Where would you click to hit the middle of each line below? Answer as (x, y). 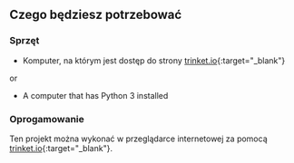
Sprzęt (24, 41)
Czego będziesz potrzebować (96, 15)
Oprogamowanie (47, 119)
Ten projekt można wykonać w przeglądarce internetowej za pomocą (138, 139)
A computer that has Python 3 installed (95, 95)
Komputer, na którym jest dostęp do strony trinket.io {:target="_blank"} (154, 60)
